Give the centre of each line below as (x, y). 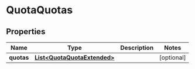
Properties (26, 32)
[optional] (172, 57)
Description (137, 48)
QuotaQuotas (40, 10)
